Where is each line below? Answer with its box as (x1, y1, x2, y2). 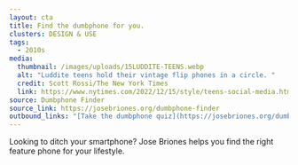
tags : (9, 37, 29, 47)
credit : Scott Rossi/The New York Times (17, 79, 169, 88)
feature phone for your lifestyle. (9, 145, 125, 156)
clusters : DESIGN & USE (9, 29, 98, 38)
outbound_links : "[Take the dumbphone (9, 112, 153, 121)
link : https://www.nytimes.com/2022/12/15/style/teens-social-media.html (17, 87, 295, 96)
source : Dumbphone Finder (9, 95, 105, 105)
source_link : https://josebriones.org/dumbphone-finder (9, 104, 220, 113)
